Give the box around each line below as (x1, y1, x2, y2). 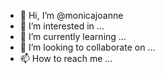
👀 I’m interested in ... (19, 20, 105, 32)
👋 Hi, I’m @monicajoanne (19, 10, 124, 21)
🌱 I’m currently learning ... (19, 31, 127, 42)
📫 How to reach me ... (19, 53, 113, 64)
